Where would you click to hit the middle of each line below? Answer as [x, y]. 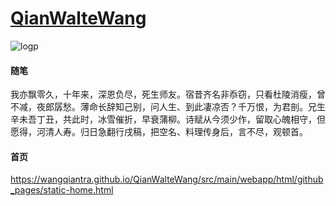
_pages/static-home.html [62, 190]
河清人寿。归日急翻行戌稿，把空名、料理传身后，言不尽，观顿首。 [172, 132]
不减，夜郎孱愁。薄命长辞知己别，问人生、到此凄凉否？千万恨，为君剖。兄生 [168, 107]
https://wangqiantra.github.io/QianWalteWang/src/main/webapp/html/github [167, 179]
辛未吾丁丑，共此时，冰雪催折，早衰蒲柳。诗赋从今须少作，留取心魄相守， [163, 119]
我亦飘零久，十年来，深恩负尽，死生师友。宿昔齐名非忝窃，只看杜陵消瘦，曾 [168, 94]
